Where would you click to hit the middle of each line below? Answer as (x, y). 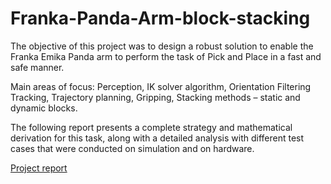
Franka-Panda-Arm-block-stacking (160, 18)
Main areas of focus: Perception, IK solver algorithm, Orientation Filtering (161, 86)
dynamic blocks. (44, 108)
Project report (39, 168)
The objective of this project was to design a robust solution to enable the (162, 46)
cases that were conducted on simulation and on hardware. (132, 148)
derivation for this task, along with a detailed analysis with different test (157, 138)
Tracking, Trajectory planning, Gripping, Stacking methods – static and (155, 97)
